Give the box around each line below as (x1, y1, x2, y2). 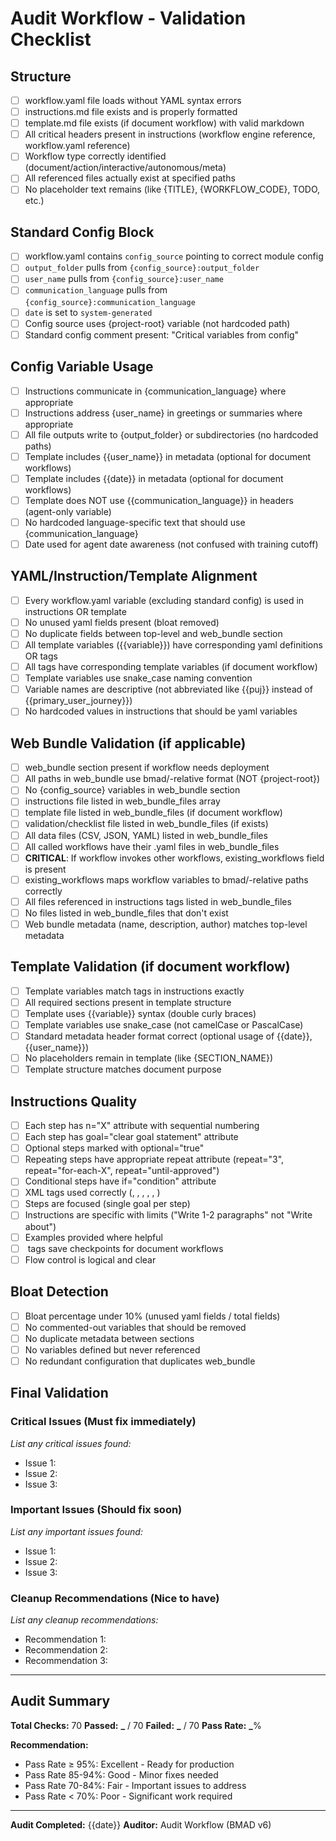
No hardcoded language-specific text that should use (24, 516, 246, 528)
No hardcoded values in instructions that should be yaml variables (24, 705, 298, 717)
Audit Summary (10, 1693, 111, 1710)
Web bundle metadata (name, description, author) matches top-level (24, 918, 308, 930)
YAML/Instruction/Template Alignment (10, 568, 258, 585)
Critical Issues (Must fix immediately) (10, 1415, 197, 1429)
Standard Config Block (10, 223, 155, 241)
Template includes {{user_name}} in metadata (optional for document (24, 450, 312, 462)
